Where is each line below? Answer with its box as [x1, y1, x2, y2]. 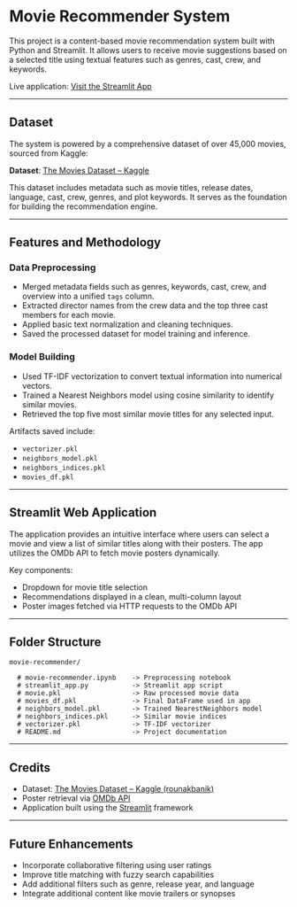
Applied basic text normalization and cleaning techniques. [21, 319, 233, 329]
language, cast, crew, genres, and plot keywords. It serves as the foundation [9, 191, 287, 202]
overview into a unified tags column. [21, 291, 155, 302]
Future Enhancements [9, 836, 134, 851]
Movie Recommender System [9, 6, 231, 27]
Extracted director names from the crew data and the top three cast [21, 300, 269, 311]
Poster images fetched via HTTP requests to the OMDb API [21, 601, 238, 611]
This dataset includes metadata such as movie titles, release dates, [9, 182, 254, 192]
